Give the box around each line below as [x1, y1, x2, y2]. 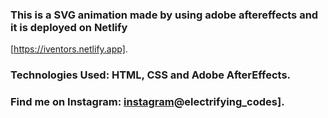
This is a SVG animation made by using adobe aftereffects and [10, 8, 319, 22]
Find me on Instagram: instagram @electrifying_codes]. [10, 95, 285, 109]
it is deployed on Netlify [10, 20, 128, 34]
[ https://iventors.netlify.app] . [10, 43, 128, 55]
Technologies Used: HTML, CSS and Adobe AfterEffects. [10, 68, 292, 82]
